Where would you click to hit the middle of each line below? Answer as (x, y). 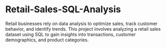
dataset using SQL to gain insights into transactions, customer (71, 34)
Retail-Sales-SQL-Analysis (63, 9)
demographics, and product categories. (47, 40)
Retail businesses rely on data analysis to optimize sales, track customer (81, 23)
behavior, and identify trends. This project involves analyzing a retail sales (83, 29)
